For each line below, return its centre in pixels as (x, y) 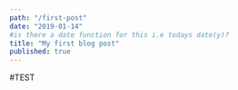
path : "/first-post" (49, 18)
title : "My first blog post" (64, 43)
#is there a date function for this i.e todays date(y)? (119, 35)
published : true (40, 52)
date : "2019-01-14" (46, 26)
